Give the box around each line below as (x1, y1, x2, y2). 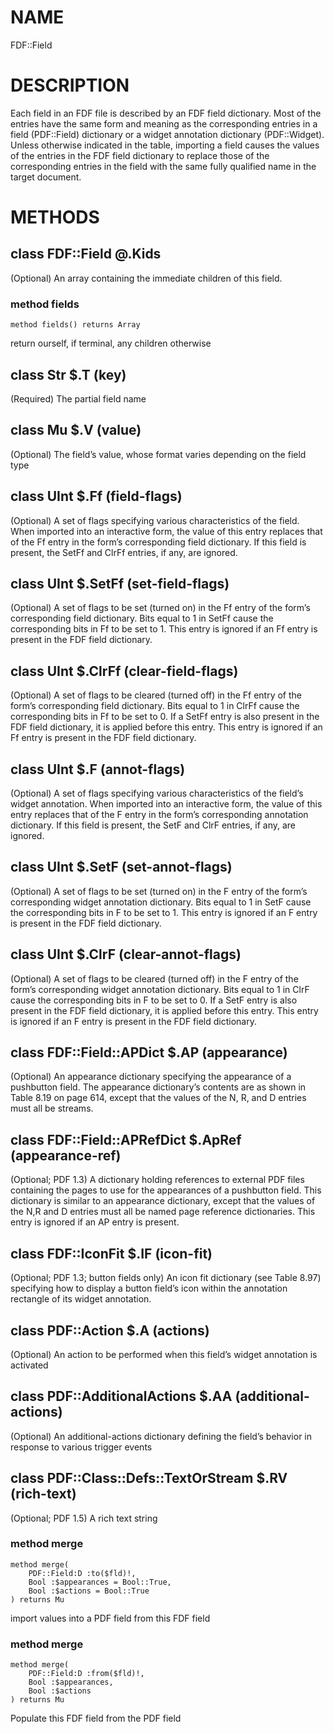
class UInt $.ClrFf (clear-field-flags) (10, 662, 239, 680)
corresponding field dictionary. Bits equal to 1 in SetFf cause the (10, 612, 274, 625)
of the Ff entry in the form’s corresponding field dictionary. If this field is (10, 536, 307, 548)
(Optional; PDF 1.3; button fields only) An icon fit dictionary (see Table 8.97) (10, 1272, 322, 1284)
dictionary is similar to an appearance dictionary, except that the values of (10, 1195, 316, 1207)
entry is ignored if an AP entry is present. (10, 1216, 180, 1228)
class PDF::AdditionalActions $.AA (10, 1388, 233, 1405)
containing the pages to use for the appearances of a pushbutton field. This (10, 1184, 322, 1196)
